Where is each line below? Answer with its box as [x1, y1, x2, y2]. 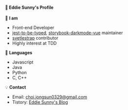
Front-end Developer [12, 25, 55, 31]
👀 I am [5, 15, 18, 21]
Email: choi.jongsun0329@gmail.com [12, 94, 87, 100]
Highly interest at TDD [12, 40, 57, 46]
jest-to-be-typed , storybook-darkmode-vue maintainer [12, 30, 123, 36]
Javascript [12, 59, 34, 65]
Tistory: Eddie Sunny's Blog [12, 99, 68, 105]
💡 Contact [5, 84, 26, 90]
